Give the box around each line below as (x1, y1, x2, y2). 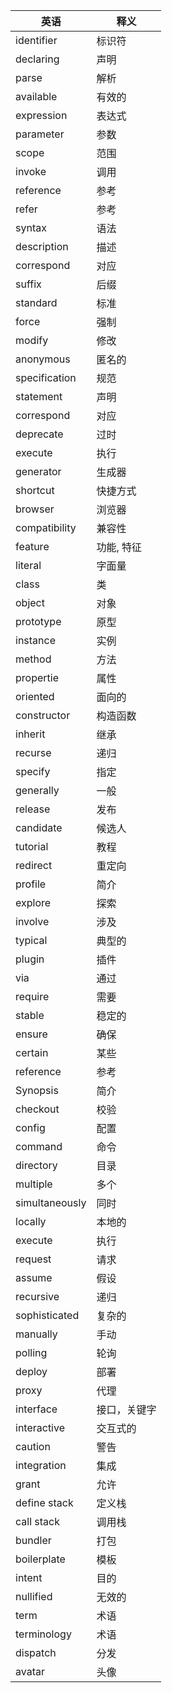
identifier (15, 34, 58, 47)
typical (15, 934, 48, 947)
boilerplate (15, 1552, 66, 1566)
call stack (15, 1515, 60, 1528)
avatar (15, 1665, 45, 1678)
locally (15, 1215, 47, 1228)
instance (15, 634, 56, 647)
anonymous (15, 352, 71, 366)
